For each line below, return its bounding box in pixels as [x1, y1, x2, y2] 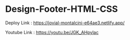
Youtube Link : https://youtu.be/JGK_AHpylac [5, 29, 99, 35]
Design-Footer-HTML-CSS [5, 3, 118, 15]
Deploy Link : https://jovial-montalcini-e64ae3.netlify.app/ [5, 20, 125, 26]
